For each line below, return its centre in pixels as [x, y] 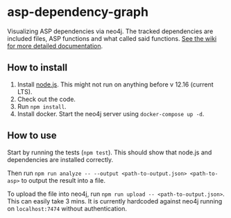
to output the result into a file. [63, 180]
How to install [37, 67]
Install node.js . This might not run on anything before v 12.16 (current [115, 84]
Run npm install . [42, 106]
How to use [32, 136]
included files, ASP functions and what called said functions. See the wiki [112, 38]
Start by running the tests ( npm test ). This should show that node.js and [110, 152]
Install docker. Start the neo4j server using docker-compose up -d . [111, 113]
